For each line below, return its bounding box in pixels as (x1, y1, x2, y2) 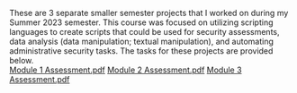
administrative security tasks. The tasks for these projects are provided (9, 46, 274, 56)
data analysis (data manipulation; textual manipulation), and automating (9, 36, 274, 46)
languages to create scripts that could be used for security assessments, (9, 27, 280, 37)
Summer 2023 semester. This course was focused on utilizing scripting (9, 17, 274, 28)
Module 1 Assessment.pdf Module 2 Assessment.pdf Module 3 (9, 64, 242, 75)
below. (9, 55, 34, 65)
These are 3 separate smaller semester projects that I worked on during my (9, 8, 289, 18)
